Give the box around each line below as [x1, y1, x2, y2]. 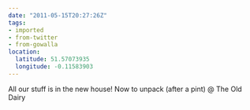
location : [8, 48, 41, 56]
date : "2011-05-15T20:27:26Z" [8, 11, 108, 20]
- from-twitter [8, 33, 58, 42]
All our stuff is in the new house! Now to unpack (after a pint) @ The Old [8, 84, 242, 93]
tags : [8, 19, 26, 27]
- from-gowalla [8, 41, 58, 49]
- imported [8, 26, 44, 34]
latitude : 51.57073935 [15, 56, 90, 64]
